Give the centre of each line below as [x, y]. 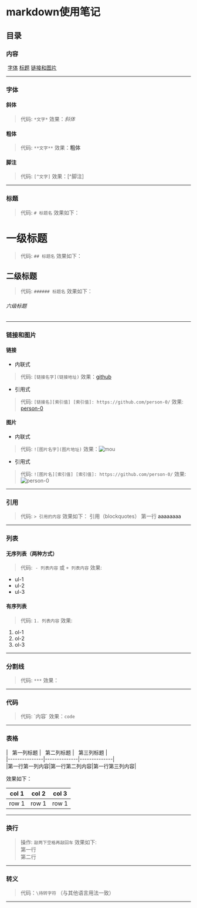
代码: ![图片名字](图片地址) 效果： [60, 449]
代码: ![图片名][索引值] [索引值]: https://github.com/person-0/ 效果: [103, 474]
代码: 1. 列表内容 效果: [46, 620]
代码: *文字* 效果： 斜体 [47, 119]
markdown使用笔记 [53, 12]
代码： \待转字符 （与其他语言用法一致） [67, 893]
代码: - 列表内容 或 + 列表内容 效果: [61, 568]
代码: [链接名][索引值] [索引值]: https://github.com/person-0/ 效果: [102, 401]
